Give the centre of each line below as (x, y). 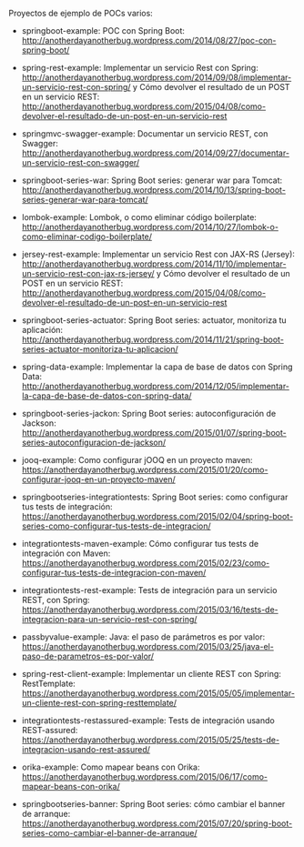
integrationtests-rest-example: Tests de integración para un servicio (149, 590)
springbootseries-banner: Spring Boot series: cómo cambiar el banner (153, 804)
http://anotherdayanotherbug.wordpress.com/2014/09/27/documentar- (156, 153)
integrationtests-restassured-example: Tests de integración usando (148, 721)
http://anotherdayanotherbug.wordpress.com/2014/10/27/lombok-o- (150, 227)
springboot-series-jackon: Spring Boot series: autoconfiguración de (149, 413)
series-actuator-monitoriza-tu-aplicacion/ (100, 349)
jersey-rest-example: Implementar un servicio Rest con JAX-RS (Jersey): (158, 254)
